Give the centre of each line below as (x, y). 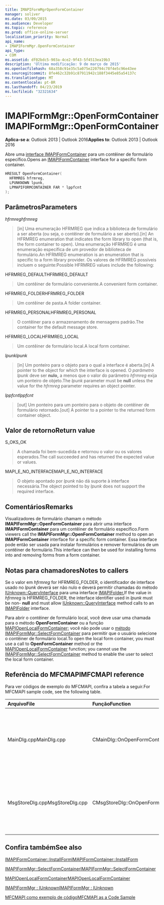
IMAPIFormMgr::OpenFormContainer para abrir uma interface (68, 524)
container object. (34, 415)
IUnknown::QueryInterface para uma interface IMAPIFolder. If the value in (78, 592)
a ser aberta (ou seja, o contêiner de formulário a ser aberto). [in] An (85, 233)
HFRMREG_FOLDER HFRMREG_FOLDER (45, 293)
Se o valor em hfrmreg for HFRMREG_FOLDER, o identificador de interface (80, 582)
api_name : (15, 42)
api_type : (15, 50)
